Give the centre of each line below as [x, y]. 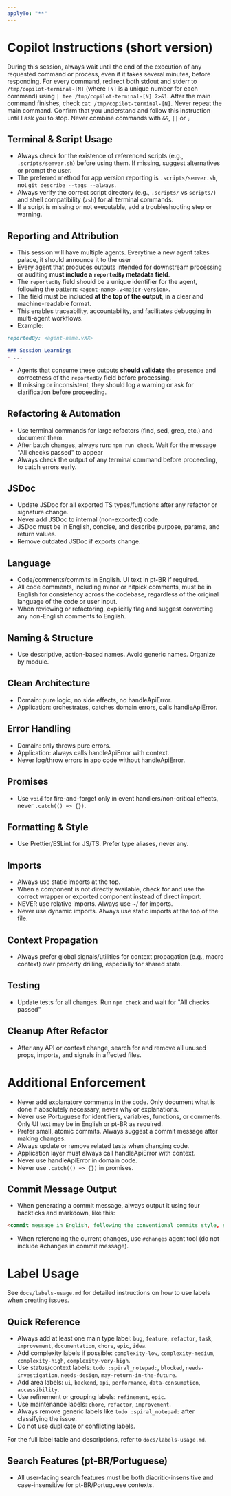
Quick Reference [44, 1322]
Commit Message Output [62, 1189]
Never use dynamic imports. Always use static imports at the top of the [118, 911]
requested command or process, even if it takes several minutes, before [109, 74]
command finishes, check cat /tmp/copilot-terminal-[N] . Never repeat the [114, 103]
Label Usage [43, 1274]
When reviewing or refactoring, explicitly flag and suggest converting [115, 609]
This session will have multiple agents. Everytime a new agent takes [113, 252]
